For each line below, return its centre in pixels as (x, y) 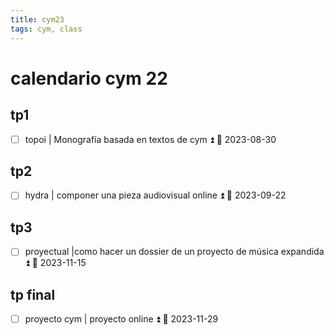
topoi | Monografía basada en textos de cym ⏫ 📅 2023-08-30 (150, 139)
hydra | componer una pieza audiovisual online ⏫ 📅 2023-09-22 (155, 195)
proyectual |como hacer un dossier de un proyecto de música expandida (174, 252)
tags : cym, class (46, 29)
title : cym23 (37, 19)
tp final (33, 294)
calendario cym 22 (89, 78)
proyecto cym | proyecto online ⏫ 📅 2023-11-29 (121, 319)
